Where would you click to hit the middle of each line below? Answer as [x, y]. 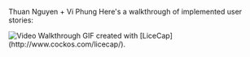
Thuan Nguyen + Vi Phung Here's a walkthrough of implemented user [125, 12]
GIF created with [110, 36]
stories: [21, 20]
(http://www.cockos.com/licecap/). [67, 44]
